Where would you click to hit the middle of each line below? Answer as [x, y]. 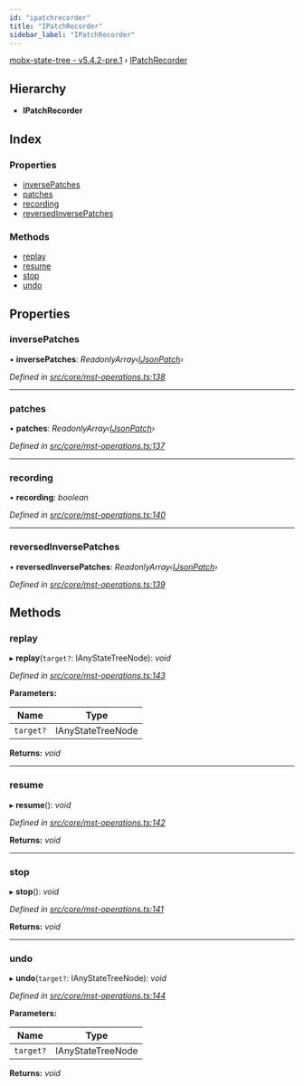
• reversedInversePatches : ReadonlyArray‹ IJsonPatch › [114, 567]
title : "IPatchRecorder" [56, 26]
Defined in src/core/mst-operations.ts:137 [87, 446]
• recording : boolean [49, 498]
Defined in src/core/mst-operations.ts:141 [87, 910]
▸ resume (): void [40, 805]
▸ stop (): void [34, 891]
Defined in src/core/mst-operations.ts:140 [87, 515]
